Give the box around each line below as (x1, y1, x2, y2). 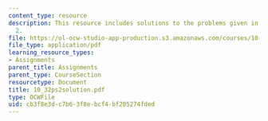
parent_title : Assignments (8, 64, 98, 72)
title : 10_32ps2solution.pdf (8, 85, 105, 94)
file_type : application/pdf (8, 41, 102, 49)
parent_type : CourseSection (8, 71, 102, 79)
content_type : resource (8, 11, 88, 20)
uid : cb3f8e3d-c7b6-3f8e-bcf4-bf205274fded (8, 100, 156, 108)
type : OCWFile (8, 93, 56, 101)
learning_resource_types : (8, 49, 94, 57)
